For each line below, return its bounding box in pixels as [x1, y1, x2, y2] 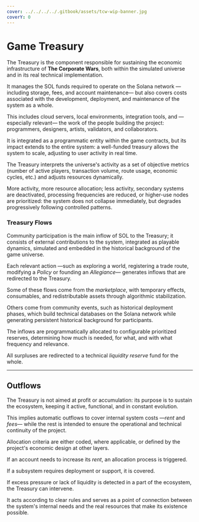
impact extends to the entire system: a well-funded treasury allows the [6, 143, 179, 150]
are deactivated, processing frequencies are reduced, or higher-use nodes [6, 191, 188, 198]
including [6, 89, 30, 96]
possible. [6, 508, 29, 516]
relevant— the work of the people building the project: [32, 119, 164, 127]
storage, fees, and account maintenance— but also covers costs [30, 89, 187, 96]
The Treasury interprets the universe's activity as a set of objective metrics [6, 161, 190, 168]
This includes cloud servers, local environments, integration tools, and [6, 113, 178, 120]
